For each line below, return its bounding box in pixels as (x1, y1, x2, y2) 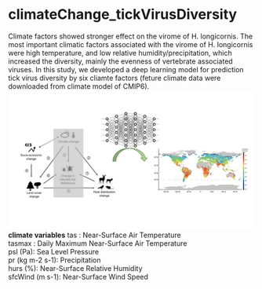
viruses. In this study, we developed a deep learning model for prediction (8, 64, 245, 74)
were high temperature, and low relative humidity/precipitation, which (8, 48, 233, 57)
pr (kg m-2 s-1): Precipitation (8, 255, 101, 265)
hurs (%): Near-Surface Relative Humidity (8, 264, 143, 273)
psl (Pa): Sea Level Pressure (8, 247, 100, 257)
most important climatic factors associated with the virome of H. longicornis (8, 39, 253, 49)
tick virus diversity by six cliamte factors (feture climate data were (8, 73, 221, 82)
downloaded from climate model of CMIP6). (8, 81, 150, 91)
